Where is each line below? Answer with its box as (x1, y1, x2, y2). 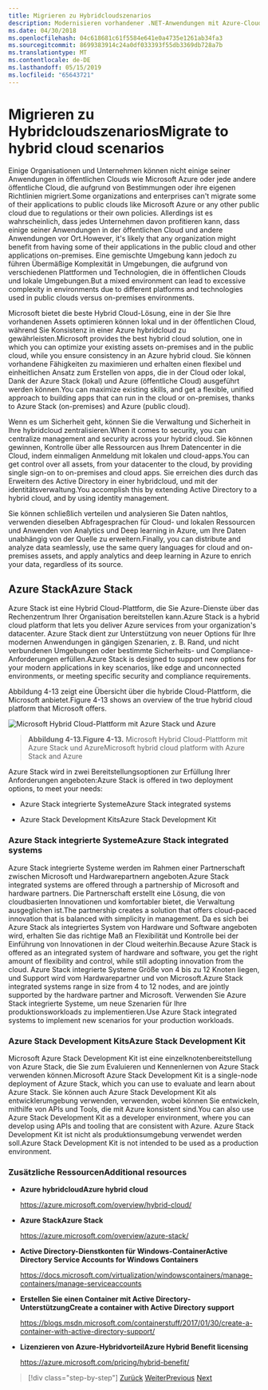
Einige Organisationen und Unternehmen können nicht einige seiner (8, 165, 231, 175)
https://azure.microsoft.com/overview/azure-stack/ (19, 1231, 189, 1241)
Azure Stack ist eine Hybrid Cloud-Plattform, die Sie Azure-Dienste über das (8, 604, 259, 613)
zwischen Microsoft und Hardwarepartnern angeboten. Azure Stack (8, 871, 230, 881)
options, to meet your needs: (8, 784, 103, 793)
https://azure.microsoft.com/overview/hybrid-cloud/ (19, 1200, 192, 1210)
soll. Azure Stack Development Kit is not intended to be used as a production (8, 1138, 259, 1148)
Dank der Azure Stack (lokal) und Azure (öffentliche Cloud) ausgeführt (8, 376, 240, 385)
